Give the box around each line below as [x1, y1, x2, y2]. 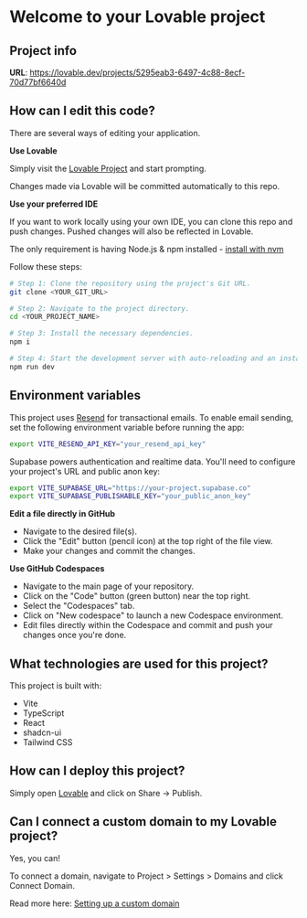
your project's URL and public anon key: [9, 465, 161, 476]
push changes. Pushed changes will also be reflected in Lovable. [9, 226, 254, 237]
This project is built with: [9, 680, 102, 691]
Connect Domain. [9, 880, 76, 891]
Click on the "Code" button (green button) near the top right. [22, 591, 251, 602]
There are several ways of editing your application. [9, 127, 201, 138]
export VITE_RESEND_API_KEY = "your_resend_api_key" [9, 439, 206, 449]
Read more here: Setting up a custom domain [9, 898, 180, 909]
